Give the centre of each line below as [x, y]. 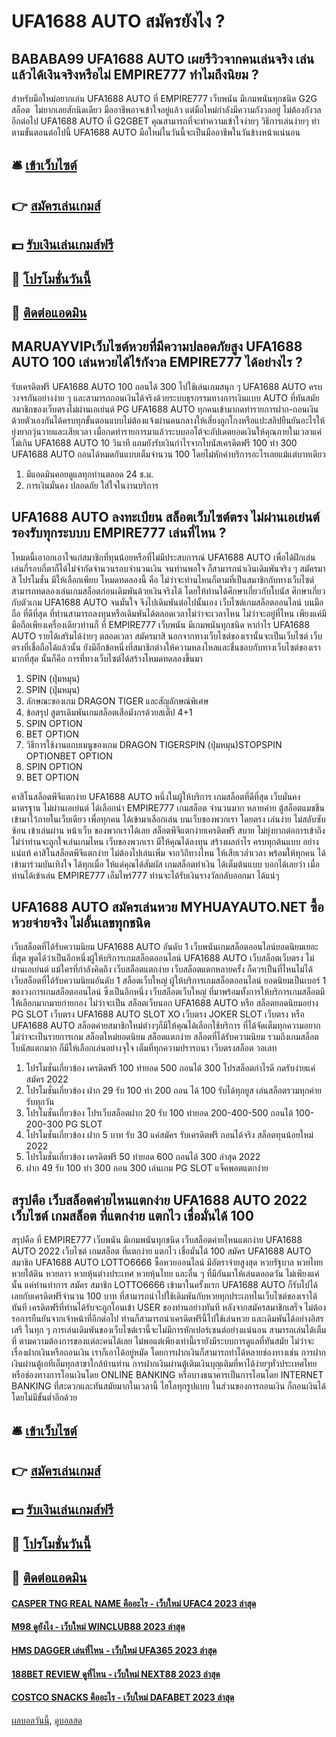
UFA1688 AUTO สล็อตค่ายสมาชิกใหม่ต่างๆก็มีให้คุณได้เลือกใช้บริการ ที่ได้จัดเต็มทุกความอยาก [166, 1026]
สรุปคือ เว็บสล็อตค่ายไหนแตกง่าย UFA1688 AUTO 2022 [159, 1200]
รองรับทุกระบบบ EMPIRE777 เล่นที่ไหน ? [119, 533]
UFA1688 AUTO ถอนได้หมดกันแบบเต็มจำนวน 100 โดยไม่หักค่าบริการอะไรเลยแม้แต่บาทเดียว [168, 454]
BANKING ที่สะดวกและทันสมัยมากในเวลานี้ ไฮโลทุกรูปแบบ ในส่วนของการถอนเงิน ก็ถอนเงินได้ [168, 1386]
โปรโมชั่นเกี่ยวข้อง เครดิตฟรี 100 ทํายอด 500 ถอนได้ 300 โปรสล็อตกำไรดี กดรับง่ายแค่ [170, 1068]
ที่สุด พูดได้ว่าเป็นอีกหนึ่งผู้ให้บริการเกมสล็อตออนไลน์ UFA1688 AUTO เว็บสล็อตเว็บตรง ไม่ [163, 958]
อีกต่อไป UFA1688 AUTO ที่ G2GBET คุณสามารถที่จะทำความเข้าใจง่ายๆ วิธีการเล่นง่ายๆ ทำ [165, 121]
